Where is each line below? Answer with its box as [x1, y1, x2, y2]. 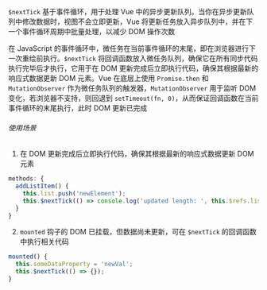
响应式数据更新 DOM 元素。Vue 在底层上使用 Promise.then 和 [8, 74, 209, 83]
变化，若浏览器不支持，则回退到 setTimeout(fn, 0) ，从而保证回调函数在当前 [8, 94, 259, 102]
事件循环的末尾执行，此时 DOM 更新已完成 [8, 103, 148, 113]
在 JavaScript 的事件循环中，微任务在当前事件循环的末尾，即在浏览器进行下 [8, 44, 257, 53]
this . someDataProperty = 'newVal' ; [15, 261, 133, 269]
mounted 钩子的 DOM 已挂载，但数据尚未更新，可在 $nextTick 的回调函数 [19, 227, 257, 237]
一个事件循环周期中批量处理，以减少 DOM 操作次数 [8, 27, 176, 36]
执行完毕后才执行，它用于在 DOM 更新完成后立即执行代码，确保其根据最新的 [8, 64, 259, 73]
